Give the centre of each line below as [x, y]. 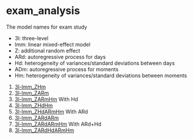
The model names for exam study [47, 27]
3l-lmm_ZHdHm [34, 105]
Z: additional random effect [47, 50]
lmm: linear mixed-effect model [53, 44]
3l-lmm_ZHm [30, 86]
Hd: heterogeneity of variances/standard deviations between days [94, 63]
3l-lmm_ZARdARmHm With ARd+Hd [58, 124]
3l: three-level [31, 38]
